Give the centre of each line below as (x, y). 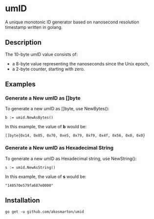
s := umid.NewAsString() (30, 167)
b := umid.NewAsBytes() (29, 118)
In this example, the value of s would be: (46, 177)
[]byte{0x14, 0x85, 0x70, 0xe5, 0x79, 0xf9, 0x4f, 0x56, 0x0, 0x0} (75, 136)
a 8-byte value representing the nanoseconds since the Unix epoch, (81, 63)
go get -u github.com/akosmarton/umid (44, 212)
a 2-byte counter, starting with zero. (48, 69)
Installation (22, 200)
